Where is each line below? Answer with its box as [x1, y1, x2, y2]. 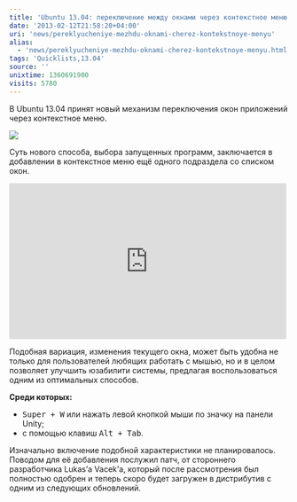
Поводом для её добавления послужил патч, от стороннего [9, 454, 237, 465]
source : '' [9, 63, 50, 72]
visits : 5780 [9, 79, 58, 88]
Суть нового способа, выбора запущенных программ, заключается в [9, 146, 273, 157]
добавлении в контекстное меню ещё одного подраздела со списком [9, 156, 275, 167]
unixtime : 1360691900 [9, 71, 90, 80]
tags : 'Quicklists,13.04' [9, 54, 105, 63]
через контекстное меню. [9, 113, 107, 123]
